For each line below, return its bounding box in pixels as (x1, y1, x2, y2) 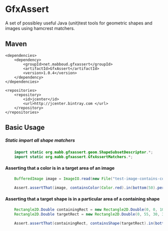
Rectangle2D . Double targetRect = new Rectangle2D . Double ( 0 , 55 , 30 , (14, 212, 160, 217)
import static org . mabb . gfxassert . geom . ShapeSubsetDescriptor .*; (14, 150, 153, 155)
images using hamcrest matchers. (5, 25, 75, 31)
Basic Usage (5, 123, 45, 132)
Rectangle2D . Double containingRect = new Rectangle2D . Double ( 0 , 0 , (14, 207, 157, 213)
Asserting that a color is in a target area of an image (5, 165, 115, 171)
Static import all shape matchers (5, 137, 75, 143)
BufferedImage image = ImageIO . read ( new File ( (14, 176, 113, 182)
